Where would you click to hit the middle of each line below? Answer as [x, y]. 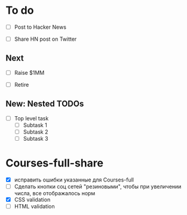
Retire [22, 84]
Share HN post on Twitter [45, 39]
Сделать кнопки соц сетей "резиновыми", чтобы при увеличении [98, 187]
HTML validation [34, 207]
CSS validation [32, 200]
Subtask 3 [36, 139]
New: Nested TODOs [45, 104]
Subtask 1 [35, 125]
